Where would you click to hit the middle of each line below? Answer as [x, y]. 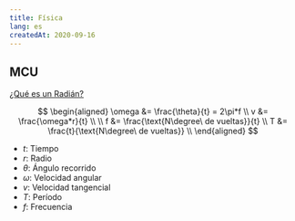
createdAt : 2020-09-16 [52, 35]
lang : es [26, 26]
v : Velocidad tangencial [66, 187]
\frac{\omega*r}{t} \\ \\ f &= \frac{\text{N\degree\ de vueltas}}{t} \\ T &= [153, 121]
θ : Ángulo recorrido [59, 168]
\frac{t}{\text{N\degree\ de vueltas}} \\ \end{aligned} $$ [153, 131]
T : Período [42, 197]
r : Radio [37, 158]
